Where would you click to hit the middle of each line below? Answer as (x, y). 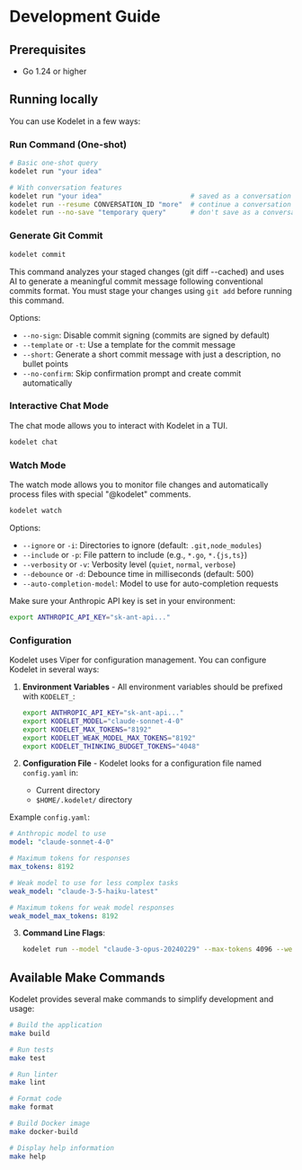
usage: (22, 1009)
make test (28, 1058)
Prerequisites (48, 50)
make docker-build (44, 1131)
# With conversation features (66, 187)
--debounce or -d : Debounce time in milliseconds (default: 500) (138, 573)
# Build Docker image (50, 1124)
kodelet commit (38, 254)
